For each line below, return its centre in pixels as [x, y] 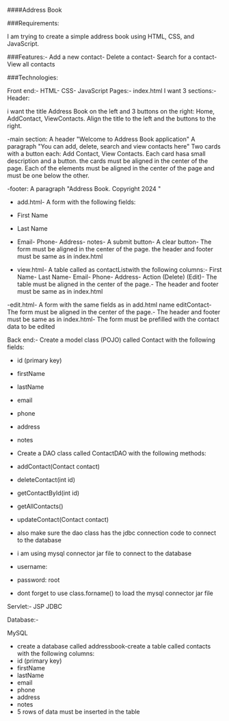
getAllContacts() [40, 506]
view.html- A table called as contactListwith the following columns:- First [119, 269]
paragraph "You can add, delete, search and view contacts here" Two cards [114, 146]
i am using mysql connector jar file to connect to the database [104, 553]
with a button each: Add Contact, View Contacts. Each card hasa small [107, 154]
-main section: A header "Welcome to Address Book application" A [101, 139]
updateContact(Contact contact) [63, 519]
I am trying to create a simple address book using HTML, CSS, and [101, 36]
